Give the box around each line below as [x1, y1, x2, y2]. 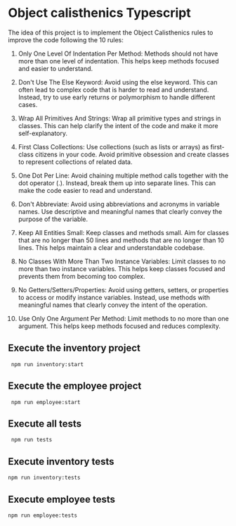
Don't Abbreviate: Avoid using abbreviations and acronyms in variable [18, 199, 220, 208]
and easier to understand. [18, 64, 93, 73]
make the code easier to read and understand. [18, 186, 153, 194]
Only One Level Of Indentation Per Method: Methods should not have [18, 49, 218, 58]
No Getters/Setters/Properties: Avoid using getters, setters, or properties [18, 285, 229, 294]
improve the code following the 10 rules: [8, 35, 124, 44]
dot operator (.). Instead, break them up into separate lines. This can [18, 178, 216, 187]
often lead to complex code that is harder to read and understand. [18, 85, 209, 94]
